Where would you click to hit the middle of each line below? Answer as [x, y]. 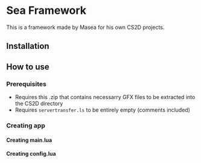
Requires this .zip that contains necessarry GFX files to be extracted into [105, 97]
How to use [28, 67]
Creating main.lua [29, 140]
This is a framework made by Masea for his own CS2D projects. [85, 27]
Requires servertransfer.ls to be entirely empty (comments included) [102, 110]
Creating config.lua [31, 154]
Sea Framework [46, 11]
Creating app [26, 126]
